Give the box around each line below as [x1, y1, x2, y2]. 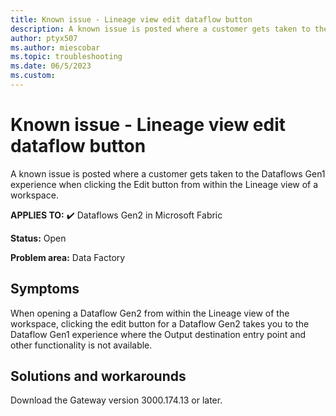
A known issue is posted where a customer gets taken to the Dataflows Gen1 [10, 167, 326, 180]
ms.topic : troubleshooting [10, 52, 123, 62]
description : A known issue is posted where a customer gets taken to [10, 24, 311, 34]
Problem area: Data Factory [10, 251, 126, 263]
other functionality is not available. [10, 339, 153, 351]
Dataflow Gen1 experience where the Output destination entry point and [10, 328, 306, 340]
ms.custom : [10, 71, 56, 81]
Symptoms [10, 281, 80, 298]
